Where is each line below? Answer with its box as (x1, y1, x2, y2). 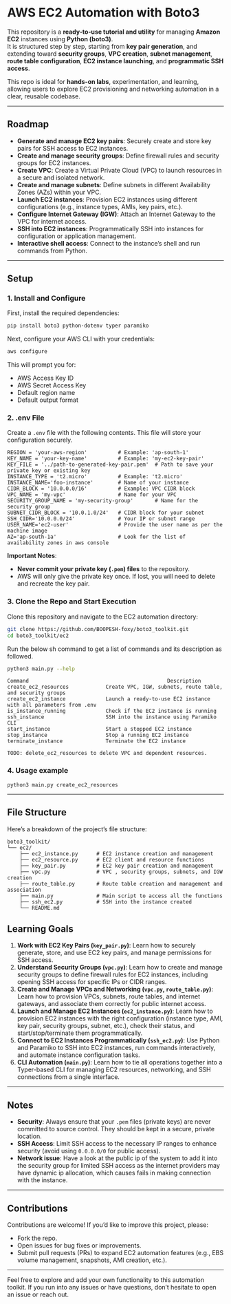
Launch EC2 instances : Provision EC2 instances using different (16, 195, 197, 204)
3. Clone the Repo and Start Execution (7, 597, 137, 606)
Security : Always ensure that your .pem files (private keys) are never (16, 1118, 211, 1126)
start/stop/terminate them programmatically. (16, 1029, 143, 1037)
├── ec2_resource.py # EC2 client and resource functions (19, 856, 205, 863)
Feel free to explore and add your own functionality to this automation (7, 1275, 205, 1284)
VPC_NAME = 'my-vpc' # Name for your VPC (7, 491, 177, 498)
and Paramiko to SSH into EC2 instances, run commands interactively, (16, 1044, 216, 1052)
